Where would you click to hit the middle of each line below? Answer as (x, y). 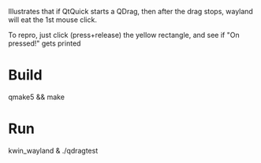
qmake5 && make (37, 97)
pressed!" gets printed (45, 43)
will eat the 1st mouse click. (52, 20)
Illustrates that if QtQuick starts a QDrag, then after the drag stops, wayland (131, 11)
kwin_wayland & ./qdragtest (53, 150)
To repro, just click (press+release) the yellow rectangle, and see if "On (124, 35)
